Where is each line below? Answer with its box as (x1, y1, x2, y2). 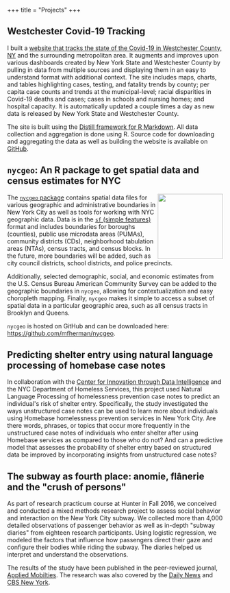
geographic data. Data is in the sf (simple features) (7, 215, 151, 223)
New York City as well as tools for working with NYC (7, 208, 155, 216)
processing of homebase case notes (7, 360, 166, 372)
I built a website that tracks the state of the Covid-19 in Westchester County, (7, 44, 222, 52)
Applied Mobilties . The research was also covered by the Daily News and (7, 571, 214, 579)
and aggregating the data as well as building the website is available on (7, 137, 208, 145)
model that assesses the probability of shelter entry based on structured (7, 444, 212, 452)
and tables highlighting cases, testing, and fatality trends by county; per (7, 80, 210, 88)
